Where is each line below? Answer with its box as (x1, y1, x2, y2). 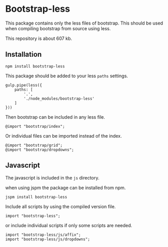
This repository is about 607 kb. (5, 35, 73, 41)
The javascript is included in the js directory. (5, 174, 100, 181)
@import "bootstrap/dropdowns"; (5, 147, 74, 152)
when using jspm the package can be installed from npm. (5, 185, 126, 191)
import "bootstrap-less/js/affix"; (5, 232, 81, 237)
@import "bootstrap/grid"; (5, 143, 63, 148)
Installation (5, 50, 42, 59)
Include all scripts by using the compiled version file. (5, 203, 116, 210)
